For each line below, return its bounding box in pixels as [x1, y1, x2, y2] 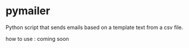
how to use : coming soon [5, 35, 69, 42]
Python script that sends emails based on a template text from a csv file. [5, 24, 184, 31]
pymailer [5, 4, 51, 18]
